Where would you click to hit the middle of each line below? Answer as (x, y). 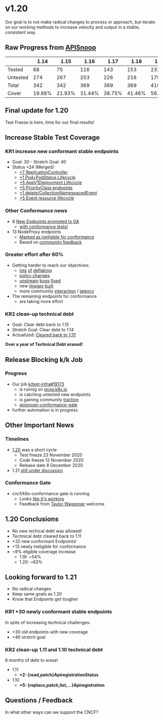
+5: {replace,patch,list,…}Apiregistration (62, 685)
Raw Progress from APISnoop (50, 47)
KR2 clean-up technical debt (40, 314)
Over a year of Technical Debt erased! (44, 344)
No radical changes (32, 589)
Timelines (17, 439)
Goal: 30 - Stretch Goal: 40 (39, 162)
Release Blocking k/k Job (44, 360)
